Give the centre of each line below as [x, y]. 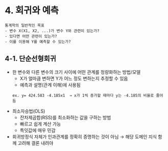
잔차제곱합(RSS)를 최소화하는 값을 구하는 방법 [65, 117]
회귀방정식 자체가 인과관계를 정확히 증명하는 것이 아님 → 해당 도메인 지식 [84, 137]
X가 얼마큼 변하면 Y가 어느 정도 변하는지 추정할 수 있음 [74, 78]
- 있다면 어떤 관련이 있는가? [31, 36]
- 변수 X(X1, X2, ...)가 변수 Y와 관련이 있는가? [52, 31]
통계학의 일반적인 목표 [25, 25]
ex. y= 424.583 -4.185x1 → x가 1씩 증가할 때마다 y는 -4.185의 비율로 [83, 95]
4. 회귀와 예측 [32, 10]
